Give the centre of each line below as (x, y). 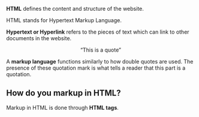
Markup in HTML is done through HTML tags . (62, 107)
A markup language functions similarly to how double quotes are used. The (100, 61)
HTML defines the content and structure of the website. (75, 9)
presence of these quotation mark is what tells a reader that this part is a (96, 68)
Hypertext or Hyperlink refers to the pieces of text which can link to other (98, 32)
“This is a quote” (101, 50)
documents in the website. (39, 38)
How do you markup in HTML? (64, 93)
